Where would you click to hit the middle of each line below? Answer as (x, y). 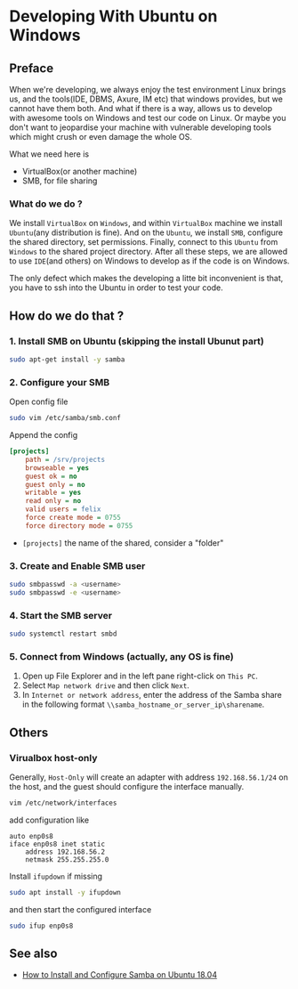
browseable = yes (57, 468)
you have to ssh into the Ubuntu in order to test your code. (117, 288)
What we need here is (49, 154)
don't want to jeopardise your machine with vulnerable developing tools (141, 127)
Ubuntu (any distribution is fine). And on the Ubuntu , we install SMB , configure (146, 232)
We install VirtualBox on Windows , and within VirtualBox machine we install (146, 223)
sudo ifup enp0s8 (41, 926)
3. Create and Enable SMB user (77, 565)
